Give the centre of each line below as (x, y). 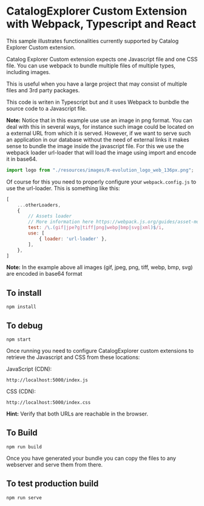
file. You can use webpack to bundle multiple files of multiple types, (91, 66)
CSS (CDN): (21, 391)
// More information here (61, 222)
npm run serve (24, 497)
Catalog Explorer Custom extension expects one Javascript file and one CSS (102, 59)
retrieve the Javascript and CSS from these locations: (73, 357)
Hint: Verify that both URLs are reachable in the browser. (77, 414)
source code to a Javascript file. (46, 108)
